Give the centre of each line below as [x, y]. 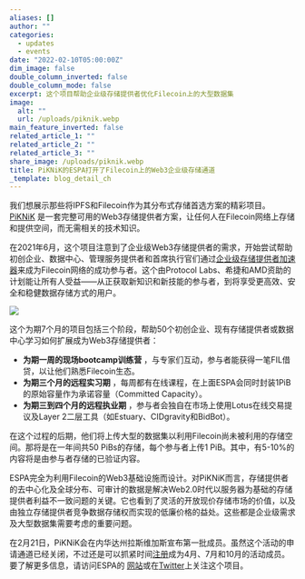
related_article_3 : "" [52, 153]
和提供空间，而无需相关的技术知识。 [77, 228]
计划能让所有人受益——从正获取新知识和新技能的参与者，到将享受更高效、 [148, 282]
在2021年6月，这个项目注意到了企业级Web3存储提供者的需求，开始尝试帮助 [151, 247]
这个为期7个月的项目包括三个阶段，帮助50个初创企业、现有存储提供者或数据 [152, 329]
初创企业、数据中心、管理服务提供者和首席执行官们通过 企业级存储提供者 [144, 259]
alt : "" [32, 111]
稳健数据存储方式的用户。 [73, 293]
